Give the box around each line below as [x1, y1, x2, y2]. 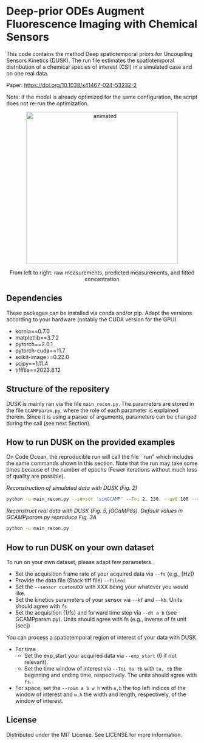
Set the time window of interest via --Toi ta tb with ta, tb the [24, 665, 182, 672]
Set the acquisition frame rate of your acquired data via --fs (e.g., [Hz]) [15, 570, 194, 577]
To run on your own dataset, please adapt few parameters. [6, 558, 153, 565]
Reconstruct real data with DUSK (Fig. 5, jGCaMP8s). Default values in [6, 507, 183, 515]
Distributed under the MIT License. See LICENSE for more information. [6, 731, 183, 738]
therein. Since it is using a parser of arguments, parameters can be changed [6, 413, 197, 420]
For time [15, 645, 36, 652]
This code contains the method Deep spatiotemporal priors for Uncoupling [6, 50, 193, 57]
